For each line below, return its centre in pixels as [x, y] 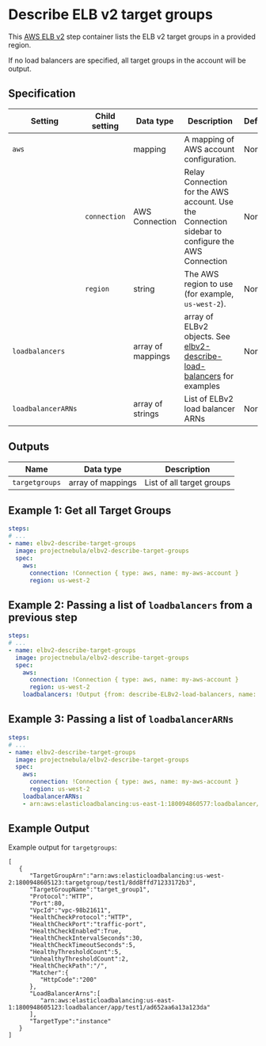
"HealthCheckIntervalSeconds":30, [86, 938]
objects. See [207, 336]
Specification [42, 94]
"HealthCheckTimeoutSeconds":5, [82, 945]
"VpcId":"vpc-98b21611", [70, 910]
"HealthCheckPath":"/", [68, 966]
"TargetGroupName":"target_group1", [89, 890]
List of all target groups [188, 483]
